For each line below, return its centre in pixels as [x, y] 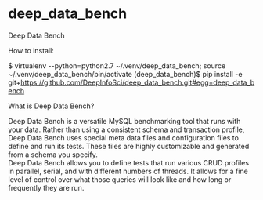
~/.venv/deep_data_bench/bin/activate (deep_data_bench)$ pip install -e [125, 74]
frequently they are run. [46, 187]
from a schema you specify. [53, 155]
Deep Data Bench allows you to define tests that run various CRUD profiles [128, 162]
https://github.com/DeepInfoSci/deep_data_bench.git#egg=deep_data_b [138, 82]
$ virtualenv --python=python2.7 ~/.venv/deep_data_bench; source [117, 65]
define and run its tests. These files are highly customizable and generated [129, 146]
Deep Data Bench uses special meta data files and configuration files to [123, 137]
